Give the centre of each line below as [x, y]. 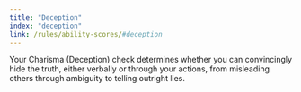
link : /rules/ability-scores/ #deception [86, 34]
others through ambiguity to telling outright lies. [97, 79]
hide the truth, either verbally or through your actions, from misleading [140, 69]
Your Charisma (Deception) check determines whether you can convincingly [151, 60]
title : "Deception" [46, 17]
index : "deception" [46, 26]
